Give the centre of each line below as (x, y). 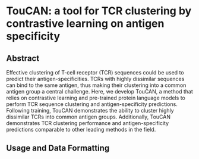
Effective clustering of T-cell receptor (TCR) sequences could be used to (95, 72)
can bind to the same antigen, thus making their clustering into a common (96, 85)
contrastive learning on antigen (85, 24)
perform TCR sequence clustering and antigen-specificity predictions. (92, 104)
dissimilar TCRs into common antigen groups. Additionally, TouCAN (89, 117)
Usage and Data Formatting (58, 148)
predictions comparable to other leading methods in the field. (81, 130)
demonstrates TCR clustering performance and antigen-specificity (88, 123)
